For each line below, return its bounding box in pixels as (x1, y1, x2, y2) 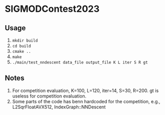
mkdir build (12, 38, 38, 43)
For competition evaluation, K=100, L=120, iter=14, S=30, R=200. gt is (12, 87, 159, 93)
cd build (12, 44, 31, 49)
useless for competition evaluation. (12, 93, 87, 99)
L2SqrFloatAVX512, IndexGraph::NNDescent (12, 104, 106, 110)
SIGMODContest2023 (5, 3, 100, 15)
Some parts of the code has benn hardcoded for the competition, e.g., (12, 98, 161, 104)
